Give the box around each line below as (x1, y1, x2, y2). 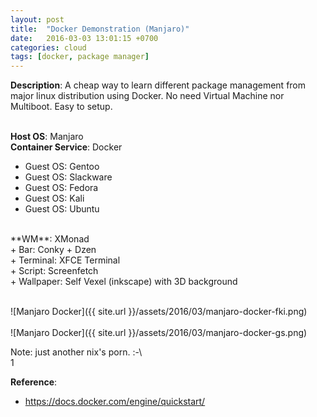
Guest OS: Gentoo (24, 161, 100, 173)
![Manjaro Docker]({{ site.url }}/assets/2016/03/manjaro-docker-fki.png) (10, 306, 308, 318)
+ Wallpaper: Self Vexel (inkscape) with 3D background (10, 276, 238, 288)
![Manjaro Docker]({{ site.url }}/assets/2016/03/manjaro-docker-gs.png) (10, 327, 308, 339)
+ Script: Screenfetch (10, 265, 99, 277)
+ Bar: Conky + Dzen (10, 244, 97, 256)
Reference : (10, 376, 58, 388)
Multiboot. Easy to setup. (10, 101, 113, 113)
